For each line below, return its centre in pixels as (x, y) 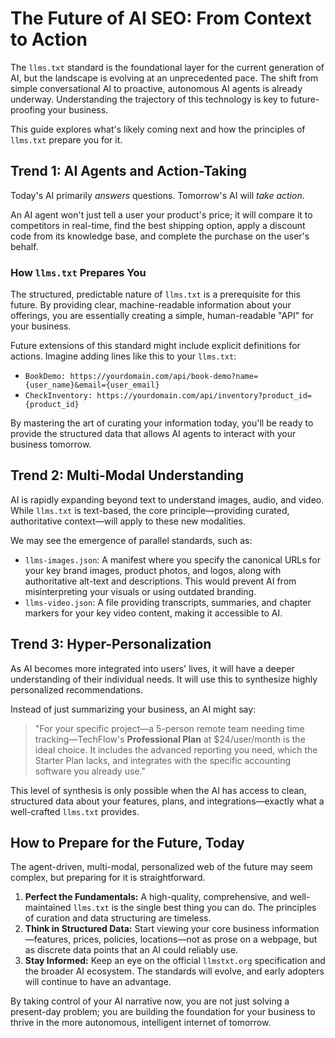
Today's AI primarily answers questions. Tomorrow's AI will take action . (157, 195)
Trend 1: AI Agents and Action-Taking (129, 171)
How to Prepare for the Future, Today (127, 843)
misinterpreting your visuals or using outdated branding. (140, 591)
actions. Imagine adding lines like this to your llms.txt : (123, 356)
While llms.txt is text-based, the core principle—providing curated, (150, 510)
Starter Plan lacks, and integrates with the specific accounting (163, 760)
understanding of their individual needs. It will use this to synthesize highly (164, 679)
